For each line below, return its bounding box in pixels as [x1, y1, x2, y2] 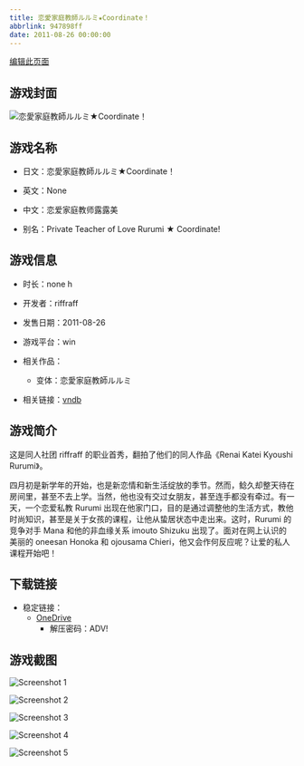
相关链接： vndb [22, 393, 82, 404]
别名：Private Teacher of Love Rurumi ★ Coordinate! [22, 224, 221, 234]
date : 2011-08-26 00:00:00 [9, 30, 111, 39]
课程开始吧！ [9, 548, 57, 558]
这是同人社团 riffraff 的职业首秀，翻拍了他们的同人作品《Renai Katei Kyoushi [9, 449, 294, 460]
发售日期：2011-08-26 [22, 316, 106, 327]
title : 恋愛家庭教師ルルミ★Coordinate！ [9, 13, 150, 23]
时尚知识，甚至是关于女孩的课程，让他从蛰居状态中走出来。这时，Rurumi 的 [9, 513, 292, 524]
